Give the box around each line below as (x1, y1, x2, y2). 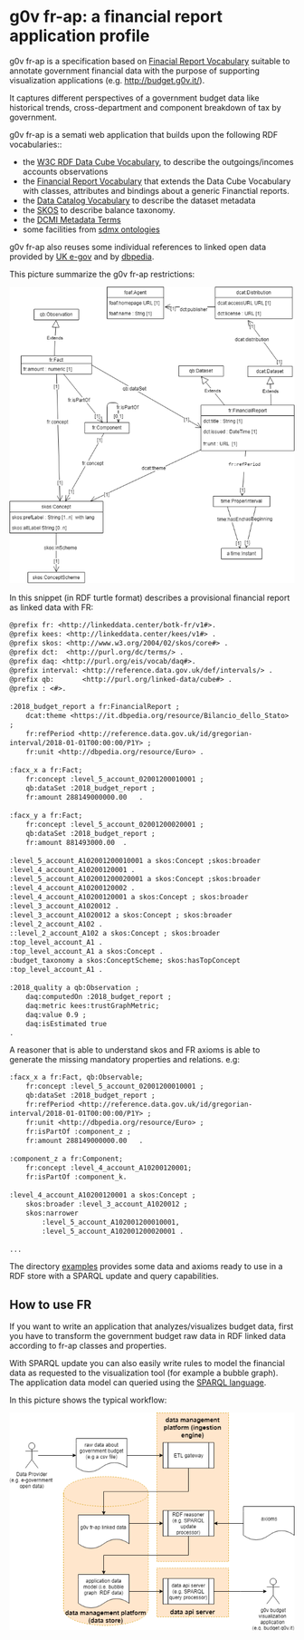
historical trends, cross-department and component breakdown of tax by (9, 102, 282, 112)
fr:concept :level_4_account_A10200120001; (25, 1163, 193, 1173)
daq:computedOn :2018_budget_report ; (25, 993, 172, 1002)
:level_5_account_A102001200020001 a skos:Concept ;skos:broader (9, 875, 261, 884)
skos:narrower (25, 1208, 79, 1218)
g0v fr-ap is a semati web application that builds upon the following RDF (9, 129, 279, 140)
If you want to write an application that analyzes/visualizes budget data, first (9, 1321, 294, 1332)
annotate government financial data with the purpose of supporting (9, 65, 261, 76)
